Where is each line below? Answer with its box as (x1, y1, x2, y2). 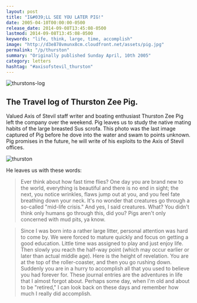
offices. (6, 144, 25, 151)
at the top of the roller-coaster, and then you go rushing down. (20, 259, 172, 266)
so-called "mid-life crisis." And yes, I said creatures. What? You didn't (20, 203, 189, 210)
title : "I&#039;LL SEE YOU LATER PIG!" (6, 14, 104, 20)
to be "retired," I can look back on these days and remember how (20, 284, 179, 291)
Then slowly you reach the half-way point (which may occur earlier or (20, 246, 190, 253)
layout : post (6, 8, 38, 15)
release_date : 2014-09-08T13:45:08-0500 (6, 25, 107, 31)
